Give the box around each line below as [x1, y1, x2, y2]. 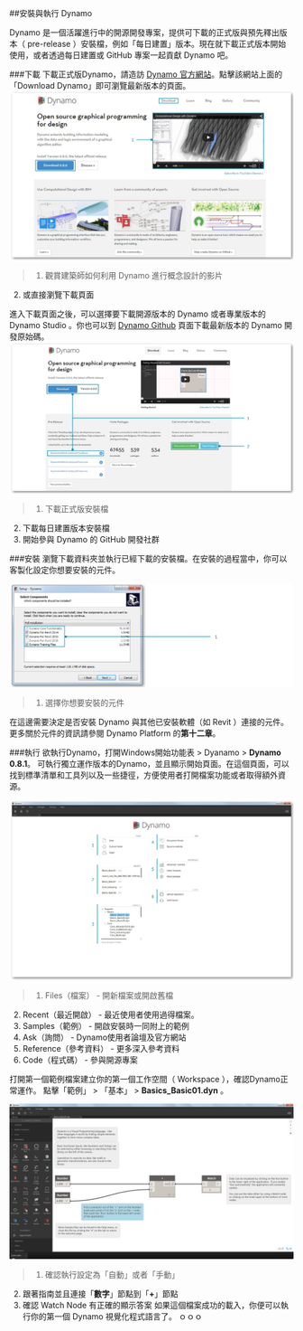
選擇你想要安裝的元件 [44, 697, 124, 708]
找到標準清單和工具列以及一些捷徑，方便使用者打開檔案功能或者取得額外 [9, 769, 278, 780]
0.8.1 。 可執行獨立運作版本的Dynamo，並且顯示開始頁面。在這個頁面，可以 [9, 759, 290, 769]
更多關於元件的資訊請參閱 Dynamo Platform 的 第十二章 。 [9, 728, 221, 739]
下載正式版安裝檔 [44, 503, 109, 514]
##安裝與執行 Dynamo [9, 8, 93, 18]
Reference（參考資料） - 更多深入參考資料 [22, 1043, 180, 1053]
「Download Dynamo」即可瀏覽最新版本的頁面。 [9, 80, 191, 90]
